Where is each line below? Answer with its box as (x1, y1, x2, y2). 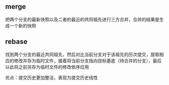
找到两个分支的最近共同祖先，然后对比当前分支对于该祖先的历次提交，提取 (5, 51, 159, 57)
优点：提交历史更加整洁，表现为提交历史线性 (5, 74, 98, 80)
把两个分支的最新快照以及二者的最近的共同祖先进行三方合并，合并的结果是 (5, 16, 159, 22)
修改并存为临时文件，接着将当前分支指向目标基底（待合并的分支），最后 (14, 57, 162, 63)
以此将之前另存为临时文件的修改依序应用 (5, 63, 89, 70)
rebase (5, 37, 28, 46)
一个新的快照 (9, 22, 36, 28)
